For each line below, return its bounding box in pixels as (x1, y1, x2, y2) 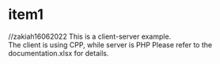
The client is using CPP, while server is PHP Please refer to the (8, 40, 212, 49)
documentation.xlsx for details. (8, 48, 109, 58)
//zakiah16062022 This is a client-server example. (8, 32, 172, 41)
